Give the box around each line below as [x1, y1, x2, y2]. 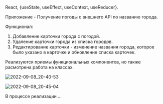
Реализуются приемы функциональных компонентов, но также [5, 59, 141, 64]
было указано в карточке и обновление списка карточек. [12, 49, 136, 55]
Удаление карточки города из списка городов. [12, 38, 113, 44]
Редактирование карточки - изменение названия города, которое [12, 44, 154, 49]
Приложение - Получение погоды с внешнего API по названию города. [5, 14, 158, 19]
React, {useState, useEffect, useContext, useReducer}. [5, 4, 119, 10]
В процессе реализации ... [5, 93, 62, 99]
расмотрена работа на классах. [5, 64, 74, 70]
